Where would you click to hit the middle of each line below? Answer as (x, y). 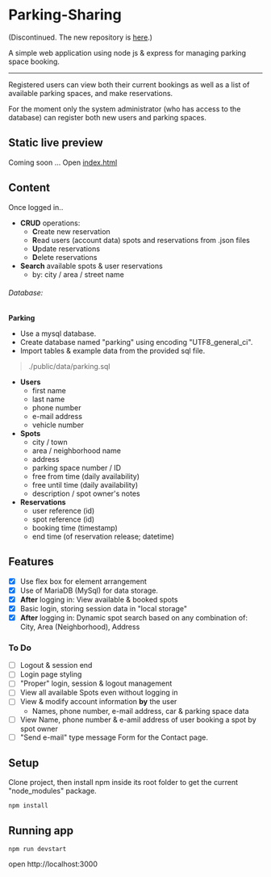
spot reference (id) (63, 519)
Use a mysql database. (58, 334)
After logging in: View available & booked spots (99, 599)
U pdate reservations (66, 249)
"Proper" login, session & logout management (96, 683)
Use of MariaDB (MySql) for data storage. (89, 590)
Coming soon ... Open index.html (63, 162)
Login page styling (51, 674)
